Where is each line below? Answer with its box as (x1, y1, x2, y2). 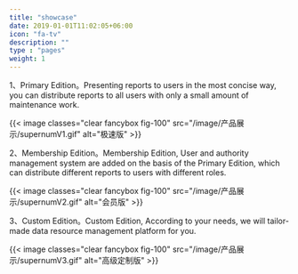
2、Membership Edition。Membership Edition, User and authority (9, 148, 249, 158)
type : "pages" (9, 46, 66, 55)
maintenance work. (9, 100, 80, 109)
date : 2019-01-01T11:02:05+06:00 (9, 21, 133, 30)
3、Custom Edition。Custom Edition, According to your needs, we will (9, 215, 266, 226)
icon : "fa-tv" (9, 29, 62, 38)
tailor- (267, 215, 289, 226)
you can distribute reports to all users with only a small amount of (9, 90, 249, 101)
